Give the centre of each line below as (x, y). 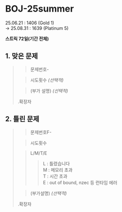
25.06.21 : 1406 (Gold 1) (30, 23)
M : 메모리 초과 (58, 169)
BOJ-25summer (40, 9)
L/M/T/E (39, 153)
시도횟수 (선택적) (47, 80)
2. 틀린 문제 (22, 119)
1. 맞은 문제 (22, 56)
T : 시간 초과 (55, 176)
